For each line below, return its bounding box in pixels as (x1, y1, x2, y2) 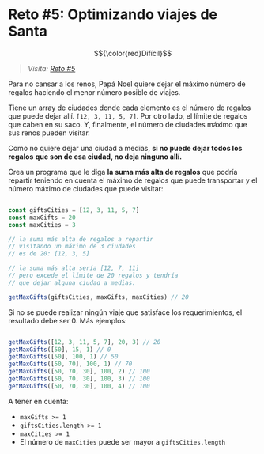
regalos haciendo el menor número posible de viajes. (8, 87, 181, 96)
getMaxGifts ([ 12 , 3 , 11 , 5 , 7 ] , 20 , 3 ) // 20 (8, 338, 161, 346)
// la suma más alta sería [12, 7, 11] (8, 264, 140, 272)
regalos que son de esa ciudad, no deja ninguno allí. (8, 152, 183, 161)
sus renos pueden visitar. (8, 128, 91, 138)
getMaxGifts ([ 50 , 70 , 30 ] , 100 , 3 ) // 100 (8, 375, 150, 383)
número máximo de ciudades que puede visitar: (8, 183, 164, 193)
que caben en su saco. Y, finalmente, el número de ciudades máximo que (8, 119, 247, 129)
